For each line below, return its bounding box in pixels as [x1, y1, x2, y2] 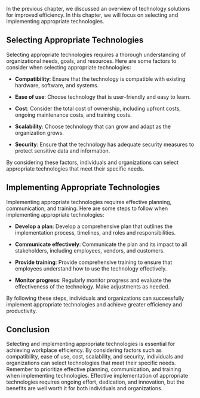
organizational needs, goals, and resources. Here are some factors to [6, 57, 177, 65]
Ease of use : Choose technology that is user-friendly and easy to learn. [14, 93, 191, 101]
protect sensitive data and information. [14, 147, 110, 154]
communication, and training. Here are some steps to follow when [6, 205, 168, 212]
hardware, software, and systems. [14, 81, 99, 89]
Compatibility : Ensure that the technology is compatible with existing [14, 75, 186, 83]
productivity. [6, 307, 38, 314]
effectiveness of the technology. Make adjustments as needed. [14, 282, 170, 290]
